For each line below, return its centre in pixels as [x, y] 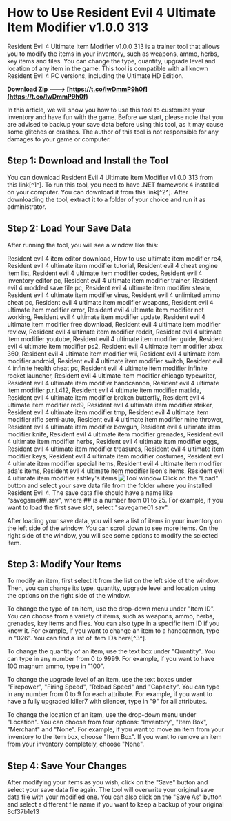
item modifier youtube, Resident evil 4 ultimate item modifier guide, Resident [115, 338]
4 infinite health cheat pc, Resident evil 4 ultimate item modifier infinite [108, 368]
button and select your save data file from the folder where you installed [110, 485]
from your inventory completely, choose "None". [76, 744]
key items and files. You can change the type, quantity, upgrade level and [111, 61]
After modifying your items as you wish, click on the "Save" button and [108, 782]
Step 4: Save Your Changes [67, 766]
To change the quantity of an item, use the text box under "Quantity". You [111, 651]
